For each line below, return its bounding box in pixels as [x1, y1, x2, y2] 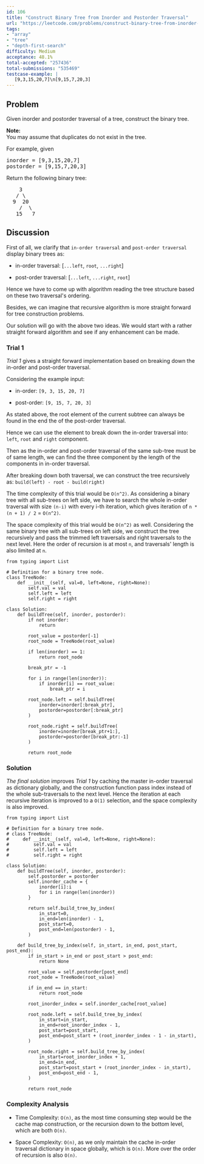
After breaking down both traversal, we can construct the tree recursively [6, 472, 190, 479]
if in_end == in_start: [28, 985, 88, 991]
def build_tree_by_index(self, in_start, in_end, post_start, [17, 942, 178, 949]
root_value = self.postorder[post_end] [28, 969, 129, 975]
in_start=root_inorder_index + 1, [38, 1054, 126, 1060]
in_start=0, [38, 911, 69, 917]
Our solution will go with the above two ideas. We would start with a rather [6, 322, 192, 329]
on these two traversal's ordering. [6, 292, 91, 299]
